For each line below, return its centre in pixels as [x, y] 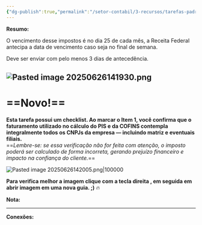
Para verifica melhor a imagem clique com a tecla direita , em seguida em [99, 181]
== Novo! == [36, 103]
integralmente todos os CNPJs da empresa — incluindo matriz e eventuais [101, 132]
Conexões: [20, 217]
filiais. [14, 139]
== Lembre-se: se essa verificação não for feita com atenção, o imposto [96, 145]
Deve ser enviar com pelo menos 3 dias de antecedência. [78, 58]
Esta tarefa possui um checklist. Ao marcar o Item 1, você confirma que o [99, 119]
